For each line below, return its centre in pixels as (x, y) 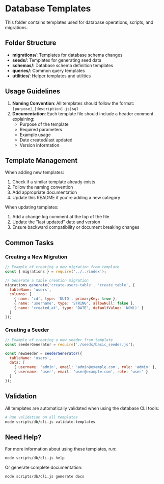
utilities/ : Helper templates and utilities (52, 76)
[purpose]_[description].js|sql (45, 109)
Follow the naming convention (42, 187)
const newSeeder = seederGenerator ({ (44, 353)
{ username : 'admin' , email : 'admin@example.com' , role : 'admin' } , (85, 367)
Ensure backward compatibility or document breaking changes (76, 227)
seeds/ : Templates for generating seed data (57, 60)
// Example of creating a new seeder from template (59, 340)
